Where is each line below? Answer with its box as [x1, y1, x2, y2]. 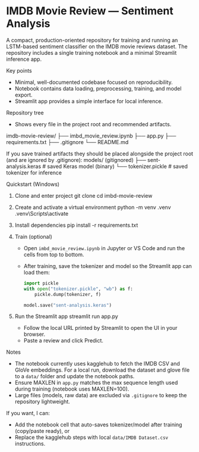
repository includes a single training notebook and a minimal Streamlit [6, 49, 177, 56]
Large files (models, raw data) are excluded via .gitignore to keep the [14, 392, 187, 399]
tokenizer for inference [6, 169, 62, 176]
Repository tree [6, 109, 44, 116]
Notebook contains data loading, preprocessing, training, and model [14, 85, 182, 92]
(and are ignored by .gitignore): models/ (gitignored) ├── [6, 156, 147, 163]
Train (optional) [14, 233, 52, 240]
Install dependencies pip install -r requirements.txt [14, 222, 138, 229]
